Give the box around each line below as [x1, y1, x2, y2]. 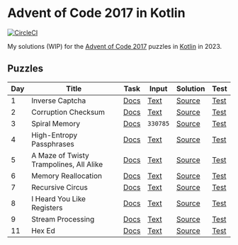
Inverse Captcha [31, 96, 86, 106]
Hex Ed [31, 225, 55, 235]
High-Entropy [31, 130, 78, 139]
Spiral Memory [31, 118, 80, 128]
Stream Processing [31, 214, 95, 224]
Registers [31, 203, 63, 212]
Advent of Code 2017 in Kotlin [7, 5, 186, 21]
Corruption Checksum [31, 107, 105, 117]
